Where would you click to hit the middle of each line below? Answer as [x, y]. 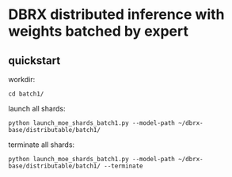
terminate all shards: [42, 145]
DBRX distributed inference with [116, 15]
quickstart [34, 60]
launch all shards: [37, 109]
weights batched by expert [98, 31]
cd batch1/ [26, 94]
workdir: [22, 79]
